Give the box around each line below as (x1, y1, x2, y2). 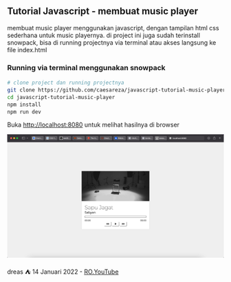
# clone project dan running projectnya (7, 79, 125, 87)
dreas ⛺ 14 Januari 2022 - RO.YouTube (7, 268, 119, 276)
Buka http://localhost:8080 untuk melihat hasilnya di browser (7, 120, 180, 129)
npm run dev (7, 108, 41, 116)
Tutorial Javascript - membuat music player (7, 6, 199, 17)
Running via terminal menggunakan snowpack (7, 63, 166, 72)
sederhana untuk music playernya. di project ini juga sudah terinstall (7, 31, 201, 39)
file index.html (7, 45, 47, 54)
